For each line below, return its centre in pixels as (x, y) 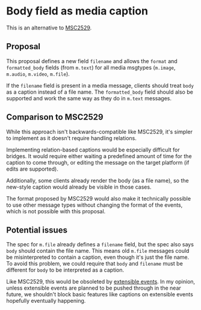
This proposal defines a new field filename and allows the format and (92, 61)
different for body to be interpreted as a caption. (65, 270)
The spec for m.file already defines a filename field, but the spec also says (100, 245)
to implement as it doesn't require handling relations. (72, 138)
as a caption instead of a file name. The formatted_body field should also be (100, 92)
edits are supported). (32, 169)
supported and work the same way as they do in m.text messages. (89, 98)
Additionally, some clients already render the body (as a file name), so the (97, 180)
